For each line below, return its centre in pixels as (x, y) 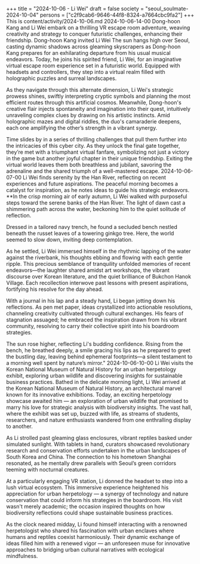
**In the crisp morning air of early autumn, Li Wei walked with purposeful (97, 196)
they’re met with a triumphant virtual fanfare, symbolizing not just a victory (98, 152)
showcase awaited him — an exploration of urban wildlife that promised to (97, 401)
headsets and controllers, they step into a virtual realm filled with (86, 72)
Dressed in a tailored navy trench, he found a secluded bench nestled (92, 227)
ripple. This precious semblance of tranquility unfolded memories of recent (99, 264)
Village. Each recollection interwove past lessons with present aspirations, (97, 283)
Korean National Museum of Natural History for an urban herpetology (91, 369)
